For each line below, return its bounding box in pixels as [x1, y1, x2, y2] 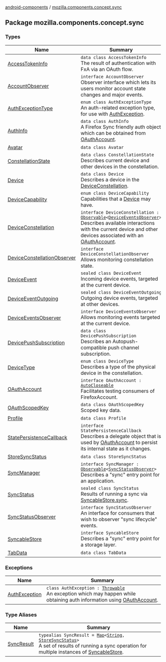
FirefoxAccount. [81, 394, 118, 401]
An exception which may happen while [46, 590, 136, 597]
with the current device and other [81, 226, 158, 233]
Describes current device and [81, 157, 150, 164]
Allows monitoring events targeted [81, 313, 161, 320]
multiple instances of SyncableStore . [39, 649, 124, 656]
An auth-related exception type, [81, 104, 156, 111]
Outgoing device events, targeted [81, 295, 158, 301]
